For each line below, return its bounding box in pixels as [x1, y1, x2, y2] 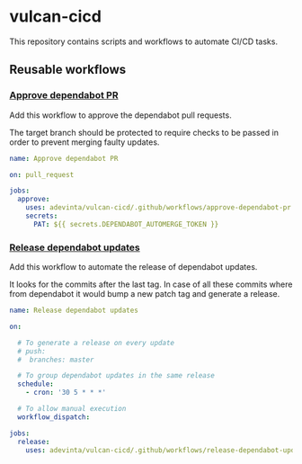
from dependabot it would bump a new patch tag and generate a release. [9, 289, 280, 299]
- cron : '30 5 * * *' [25, 388, 106, 397]
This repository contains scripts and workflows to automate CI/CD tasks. [9, 36, 279, 47]
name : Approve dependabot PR [9, 154, 119, 163]
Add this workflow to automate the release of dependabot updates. [9, 262, 258, 272]
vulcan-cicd [9, 6, 102, 27]
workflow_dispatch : [17, 412, 91, 422]
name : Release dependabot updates [9, 306, 139, 316]
